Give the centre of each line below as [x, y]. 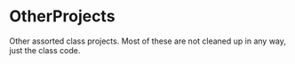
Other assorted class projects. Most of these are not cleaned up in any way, [148, 41]
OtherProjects [62, 16]
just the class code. [45, 50]
